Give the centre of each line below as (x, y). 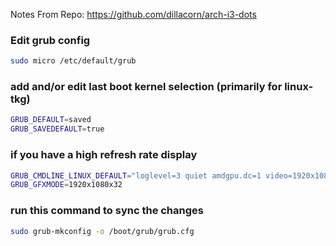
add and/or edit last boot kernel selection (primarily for (146, 87)
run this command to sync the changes (107, 211)
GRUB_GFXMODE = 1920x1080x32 (66, 185)
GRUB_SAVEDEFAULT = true (57, 129)
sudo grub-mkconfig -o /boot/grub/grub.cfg (102, 231)
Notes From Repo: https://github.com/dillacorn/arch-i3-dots (133, 14)
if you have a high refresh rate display (104, 155)
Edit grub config (50, 40)
